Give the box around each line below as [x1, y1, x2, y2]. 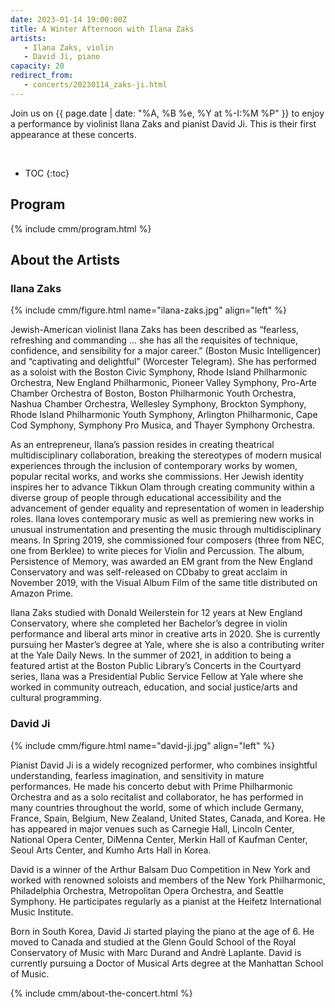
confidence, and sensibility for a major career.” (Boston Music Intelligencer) [10, 345, 322, 357]
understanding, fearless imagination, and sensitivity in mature [10, 769, 265, 781]
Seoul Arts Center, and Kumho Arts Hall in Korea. [10, 844, 212, 856]
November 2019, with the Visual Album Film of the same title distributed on [10, 577, 318, 589]
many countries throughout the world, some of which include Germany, [10, 801, 304, 813]
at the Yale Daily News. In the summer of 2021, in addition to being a [10, 649, 292, 661]
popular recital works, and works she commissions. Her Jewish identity [10, 471, 305, 483]
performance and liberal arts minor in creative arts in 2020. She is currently [10, 628, 321, 640]
